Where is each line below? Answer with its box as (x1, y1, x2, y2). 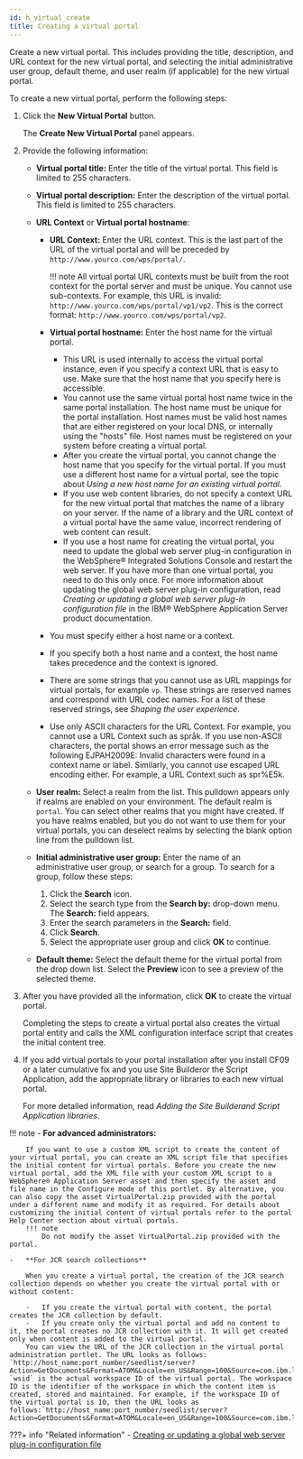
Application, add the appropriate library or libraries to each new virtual (22, 1073, 284, 1084)
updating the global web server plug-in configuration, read (62, 584, 281, 595)
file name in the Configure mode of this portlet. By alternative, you (9, 1184, 284, 1194)
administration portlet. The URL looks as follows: (9, 1350, 207, 1359)
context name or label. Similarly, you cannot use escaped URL (49, 759, 280, 770)
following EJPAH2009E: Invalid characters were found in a (49, 750, 266, 761)
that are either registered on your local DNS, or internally (62, 420, 273, 431)
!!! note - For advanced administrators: (9, 1127, 157, 1138)
